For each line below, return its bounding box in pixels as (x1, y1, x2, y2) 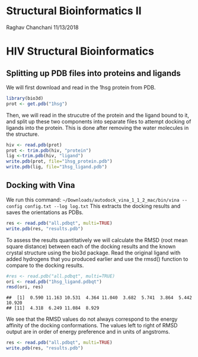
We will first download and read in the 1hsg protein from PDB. (6, 84, 156, 91)
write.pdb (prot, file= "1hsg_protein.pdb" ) (6, 158, 113, 164)
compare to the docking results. (6, 262, 84, 269)
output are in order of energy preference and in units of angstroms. (6, 328, 170, 336)
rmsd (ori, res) (6, 284, 44, 290)
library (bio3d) (6, 95, 44, 101)
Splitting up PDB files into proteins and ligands (6, 68, 181, 78)
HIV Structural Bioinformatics (6, 44, 154, 58)
